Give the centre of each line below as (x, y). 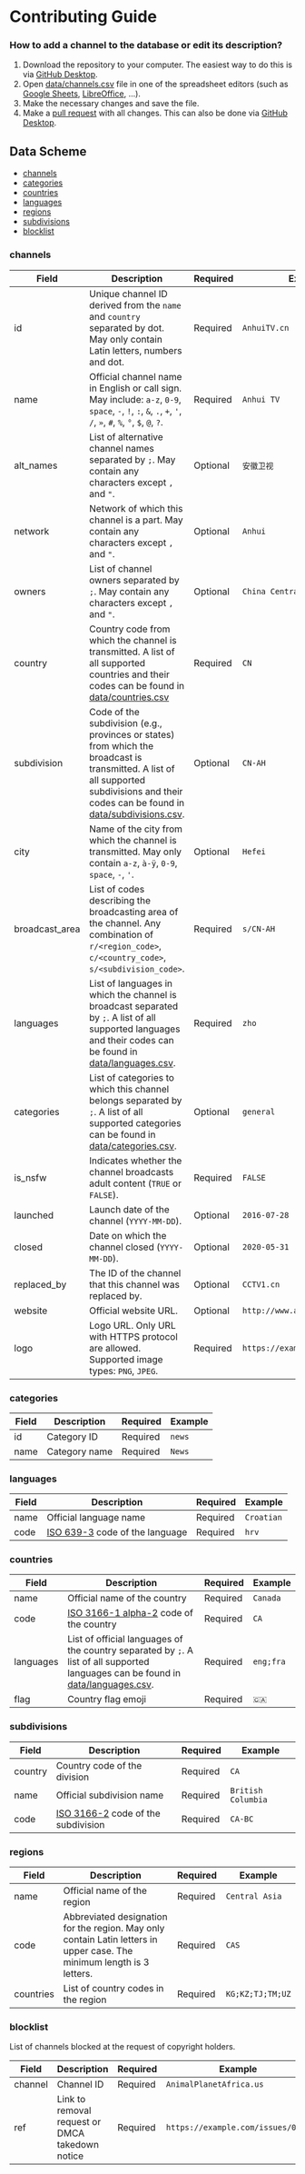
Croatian (264, 1518)
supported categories (135, 1122)
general (258, 1112)
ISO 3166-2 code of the (108, 1813)
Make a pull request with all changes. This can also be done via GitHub (155, 113)
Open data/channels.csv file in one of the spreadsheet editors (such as (155, 85)
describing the (120, 900)
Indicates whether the (136, 1161)
